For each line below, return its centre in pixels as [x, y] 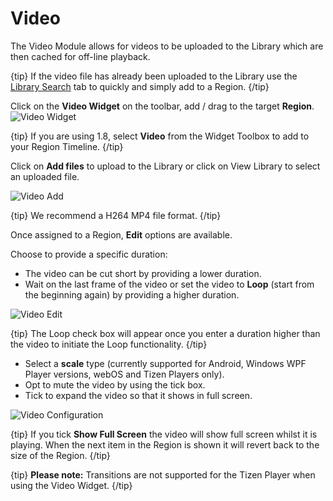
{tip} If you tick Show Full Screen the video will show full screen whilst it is [164, 434]
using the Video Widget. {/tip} [71, 485]
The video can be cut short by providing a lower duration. [143, 273]
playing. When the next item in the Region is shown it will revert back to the [165, 444]
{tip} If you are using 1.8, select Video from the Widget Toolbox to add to [160, 136]
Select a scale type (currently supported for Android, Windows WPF [165, 363]
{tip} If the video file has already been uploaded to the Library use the [154, 76]
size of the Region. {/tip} [60, 455]
